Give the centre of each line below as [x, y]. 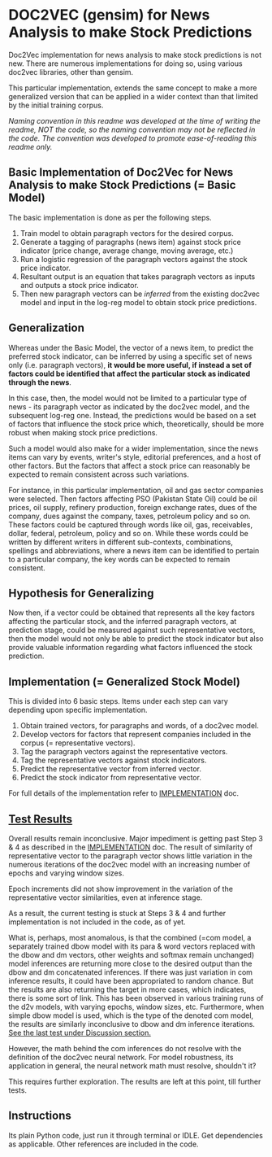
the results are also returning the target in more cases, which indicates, [127, 989]
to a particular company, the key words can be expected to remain [119, 559]
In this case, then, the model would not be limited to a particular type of [128, 398]
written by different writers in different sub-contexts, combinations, [121, 542]
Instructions [40, 1116]
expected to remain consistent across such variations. [99, 474]
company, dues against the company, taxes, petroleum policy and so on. [130, 516]
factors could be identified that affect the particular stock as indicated [130, 373]
